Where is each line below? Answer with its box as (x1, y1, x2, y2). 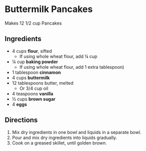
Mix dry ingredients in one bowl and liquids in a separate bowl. (12, 129, 141, 135)
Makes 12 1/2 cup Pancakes (5, 20, 62, 26)
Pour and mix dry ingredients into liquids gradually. (12, 134, 117, 140)
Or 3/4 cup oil (19, 85, 49, 91)
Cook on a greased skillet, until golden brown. (12, 139, 107, 146)
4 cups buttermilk (12, 74, 50, 81)
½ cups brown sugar (12, 96, 56, 102)
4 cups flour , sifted (12, 48, 52, 54)
